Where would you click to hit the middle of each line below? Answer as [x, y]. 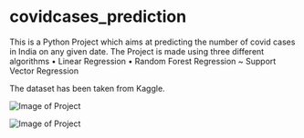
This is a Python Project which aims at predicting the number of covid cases [152, 42]
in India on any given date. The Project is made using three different [137, 51]
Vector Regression [44, 71]
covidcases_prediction [98, 17]
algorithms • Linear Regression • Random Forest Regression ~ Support [143, 61]
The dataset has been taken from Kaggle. [88, 88]
